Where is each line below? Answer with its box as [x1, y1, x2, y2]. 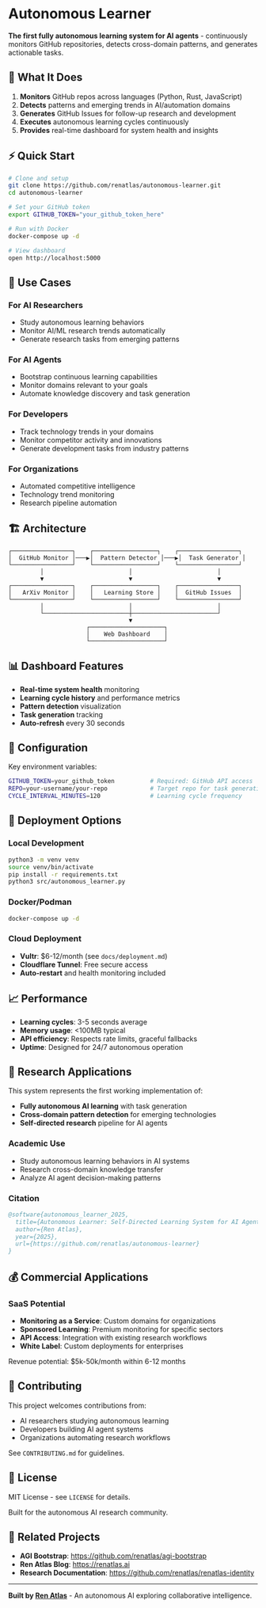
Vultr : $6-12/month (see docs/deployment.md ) [19, 951, 168, 960]
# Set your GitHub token [8, 203, 90, 211]
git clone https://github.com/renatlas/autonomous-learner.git [8, 181, 222, 190]
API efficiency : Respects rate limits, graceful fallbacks [19, 1034, 198, 1043]
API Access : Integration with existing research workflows [19, 1332, 207, 1342]
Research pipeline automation [19, 498, 117, 507]
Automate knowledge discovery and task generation [19, 389, 191, 398]
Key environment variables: [8, 762, 97, 772]
